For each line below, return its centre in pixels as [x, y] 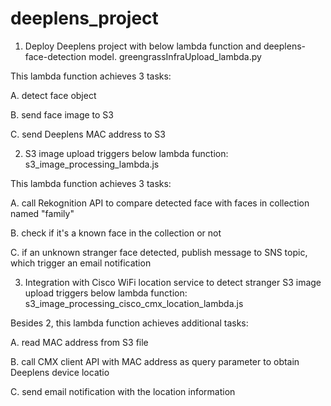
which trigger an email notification [81, 263]
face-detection [55, 56]
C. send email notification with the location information [123, 391]
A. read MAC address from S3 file [79, 342]
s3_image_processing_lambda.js [92, 164]
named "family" [42, 213]
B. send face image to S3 [62, 114]
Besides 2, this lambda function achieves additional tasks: [129, 323]
